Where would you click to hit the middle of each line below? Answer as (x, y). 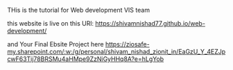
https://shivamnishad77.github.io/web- (150, 23)
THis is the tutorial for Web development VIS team (79, 10)
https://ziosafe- (128, 44)
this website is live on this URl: (51, 23)
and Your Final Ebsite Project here (55, 44)
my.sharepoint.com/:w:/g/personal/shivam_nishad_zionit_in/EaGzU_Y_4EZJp (116, 52)
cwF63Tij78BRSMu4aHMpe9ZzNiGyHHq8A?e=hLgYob (86, 59)
